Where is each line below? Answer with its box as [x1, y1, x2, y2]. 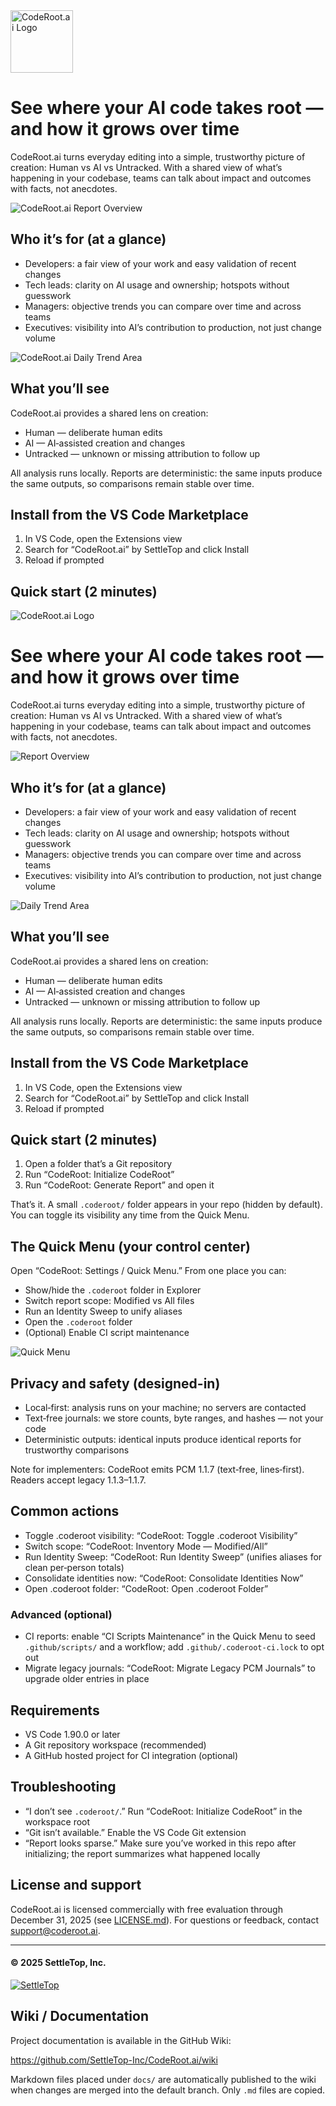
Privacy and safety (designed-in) [10, 1375, 221, 1392]
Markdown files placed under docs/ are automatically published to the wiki [10, 2073, 317, 2085]
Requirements [10, 1702, 100, 1719]
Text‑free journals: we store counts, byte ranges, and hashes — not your [24, 1412, 324, 1424]
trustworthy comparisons [24, 1444, 130, 1456]
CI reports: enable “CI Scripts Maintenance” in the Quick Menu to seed [24, 1630, 316, 1643]
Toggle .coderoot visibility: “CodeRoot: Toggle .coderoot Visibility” [24, 1529, 298, 1541]
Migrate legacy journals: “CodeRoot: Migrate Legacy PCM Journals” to [24, 1662, 316, 1674]
